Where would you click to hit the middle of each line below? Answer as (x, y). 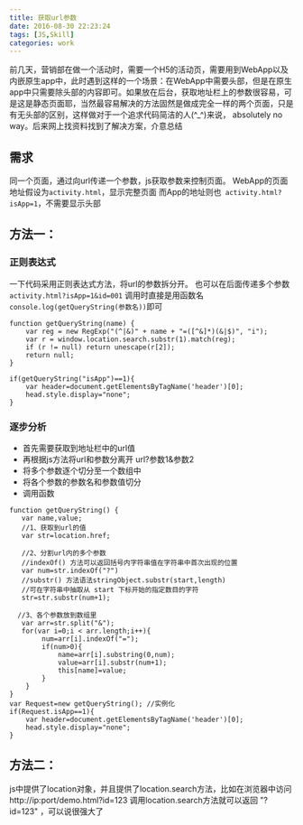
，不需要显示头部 (69, 203)
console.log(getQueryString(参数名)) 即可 (86, 306)
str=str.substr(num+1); (66, 598)
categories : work (42, 43)
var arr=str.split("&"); (68, 624)
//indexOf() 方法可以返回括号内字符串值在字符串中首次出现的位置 (129, 563)
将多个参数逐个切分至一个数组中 (82, 471)
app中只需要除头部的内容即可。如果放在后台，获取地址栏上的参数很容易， (147, 92)
